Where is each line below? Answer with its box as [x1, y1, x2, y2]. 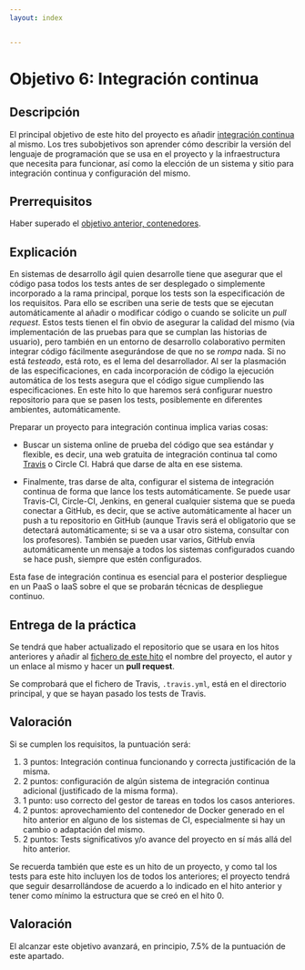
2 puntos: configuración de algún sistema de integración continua [22, 775, 270, 786]
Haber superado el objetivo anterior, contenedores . [9, 218, 202, 229]
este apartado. [9, 950, 65, 961]
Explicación [9, 244, 77, 260]
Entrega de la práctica [9, 617, 137, 633]
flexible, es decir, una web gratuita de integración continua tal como [22, 449, 278, 460]
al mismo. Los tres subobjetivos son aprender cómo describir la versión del [9, 138, 291, 149]
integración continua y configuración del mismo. [9, 168, 191, 179]
